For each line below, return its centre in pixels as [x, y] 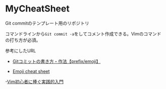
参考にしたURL [21, 50]
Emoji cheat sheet [31, 71]
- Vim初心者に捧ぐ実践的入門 [34, 81]
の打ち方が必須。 [23, 40]
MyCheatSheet [37, 9]
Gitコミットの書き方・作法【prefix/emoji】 [56, 61]
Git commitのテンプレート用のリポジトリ [47, 23]
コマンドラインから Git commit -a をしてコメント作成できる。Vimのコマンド [83, 33]
